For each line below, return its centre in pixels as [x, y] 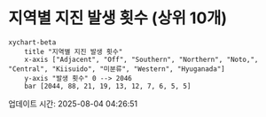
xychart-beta [32, 42]
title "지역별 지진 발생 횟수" [74, 51]
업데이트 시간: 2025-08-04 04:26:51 [73, 104]
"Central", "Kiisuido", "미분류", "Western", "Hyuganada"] [117, 69]
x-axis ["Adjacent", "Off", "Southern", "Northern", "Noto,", [141, 59]
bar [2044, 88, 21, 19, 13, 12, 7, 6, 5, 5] [108, 86]
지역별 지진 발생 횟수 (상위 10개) [118, 18]
